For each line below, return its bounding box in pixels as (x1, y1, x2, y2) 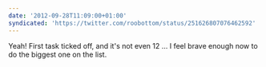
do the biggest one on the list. (8, 49, 107, 59)
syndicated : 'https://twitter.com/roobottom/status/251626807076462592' (8, 19, 256, 27)
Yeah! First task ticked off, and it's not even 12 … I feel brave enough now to (8, 41, 258, 50)
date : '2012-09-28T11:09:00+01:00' (8, 11, 127, 20)
